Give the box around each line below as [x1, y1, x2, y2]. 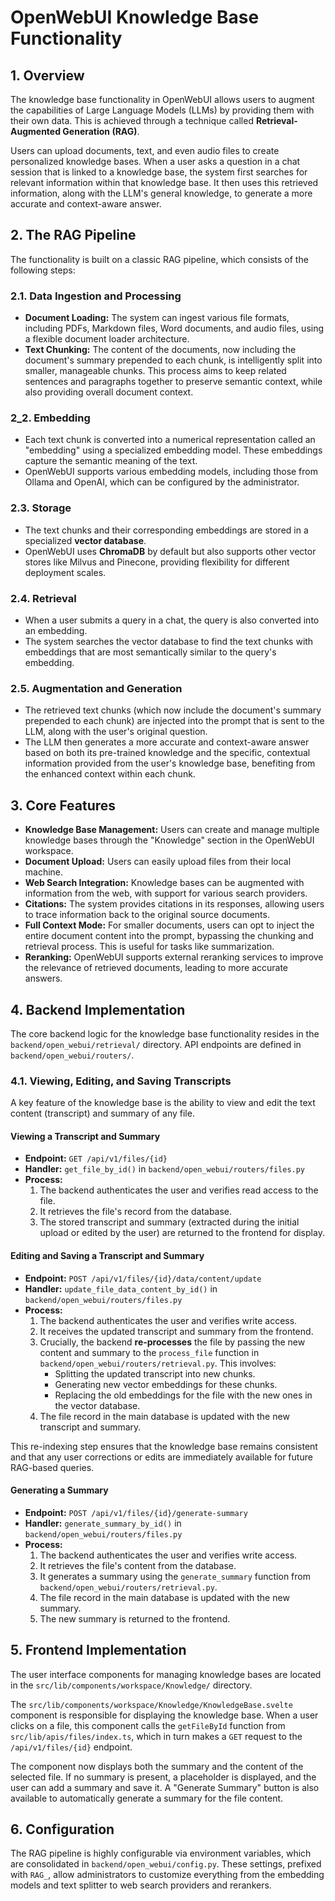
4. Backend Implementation [10, 1001, 186, 1018]
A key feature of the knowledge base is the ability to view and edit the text [10, 1097, 316, 1109]
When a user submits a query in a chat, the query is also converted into [24, 614, 320, 626]
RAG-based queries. [10, 1461, 95, 1473]
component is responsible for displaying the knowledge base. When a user [10, 1709, 319, 1721]
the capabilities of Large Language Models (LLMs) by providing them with [10, 104, 315, 116]
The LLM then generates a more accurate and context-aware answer [24, 736, 310, 748]
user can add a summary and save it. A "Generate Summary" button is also [10, 1781, 320, 1793]
